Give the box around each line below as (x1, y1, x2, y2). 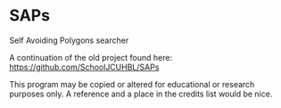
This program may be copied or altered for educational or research (9, 79, 255, 89)
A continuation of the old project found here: (9, 52, 172, 62)
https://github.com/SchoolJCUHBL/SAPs (9, 62, 160, 72)
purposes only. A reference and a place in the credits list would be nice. (9, 88, 273, 99)
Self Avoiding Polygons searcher (9, 35, 129, 46)
